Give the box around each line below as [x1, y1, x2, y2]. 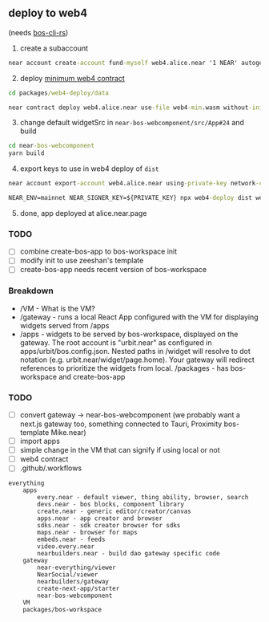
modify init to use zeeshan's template [19, 256, 144, 266]
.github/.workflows [19, 463, 82, 473]
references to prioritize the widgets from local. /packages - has [19, 363, 229, 372]
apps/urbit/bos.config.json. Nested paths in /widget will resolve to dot [19, 346, 251, 356]
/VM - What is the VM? [19, 303, 96, 313]
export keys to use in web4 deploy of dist [19, 164, 159, 173]
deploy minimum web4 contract [19, 73, 126, 83]
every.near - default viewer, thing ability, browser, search [37, 494, 249, 502]
